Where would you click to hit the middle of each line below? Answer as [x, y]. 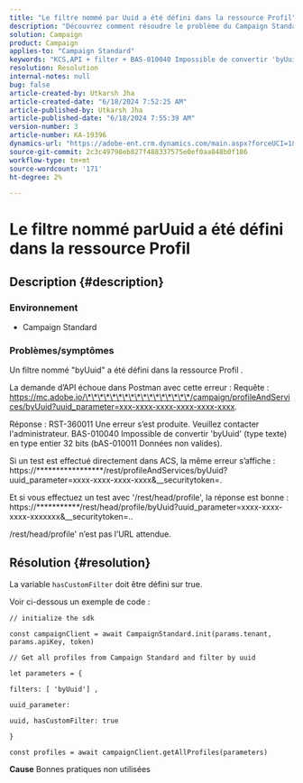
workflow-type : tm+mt [50, 160]
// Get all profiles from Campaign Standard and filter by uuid [133, 658]
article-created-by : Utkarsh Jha [72, 93]
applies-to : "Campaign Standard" [72, 51]
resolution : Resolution [54, 69]
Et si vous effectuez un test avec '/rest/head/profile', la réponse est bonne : [149, 498]
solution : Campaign [46, 34]
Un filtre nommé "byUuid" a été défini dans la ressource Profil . [126, 370]
